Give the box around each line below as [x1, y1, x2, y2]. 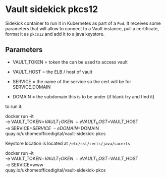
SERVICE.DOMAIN [12, 84, 51, 90]
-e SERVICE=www [5, 162, 44, 168]
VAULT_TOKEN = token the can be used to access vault [12, 59, 128, 65]
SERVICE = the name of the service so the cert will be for [12, 78, 132, 84]
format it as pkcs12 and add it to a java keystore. [5, 31, 105, 37]
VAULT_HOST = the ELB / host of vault [12, 69, 92, 75]
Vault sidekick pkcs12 [5, 4, 98, 15]
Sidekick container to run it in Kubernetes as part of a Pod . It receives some [5, 20, 161, 26]
